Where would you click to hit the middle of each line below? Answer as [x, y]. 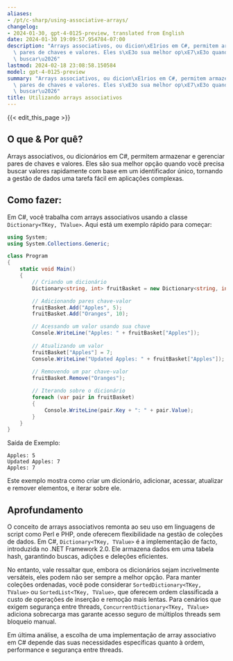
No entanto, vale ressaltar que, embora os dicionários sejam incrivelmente [113, 570]
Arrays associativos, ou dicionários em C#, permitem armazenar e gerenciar [116, 156]
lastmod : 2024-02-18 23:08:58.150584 [62, 65]
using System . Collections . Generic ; [59, 244]
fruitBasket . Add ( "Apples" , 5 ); [77, 308]
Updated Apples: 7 [34, 462]
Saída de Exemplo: [34, 443]
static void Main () [48, 269]
